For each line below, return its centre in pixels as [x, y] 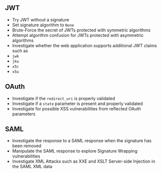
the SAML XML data [32, 167]
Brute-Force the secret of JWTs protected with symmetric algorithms [81, 30]
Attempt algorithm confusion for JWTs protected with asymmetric [78, 35]
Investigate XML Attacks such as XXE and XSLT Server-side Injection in [84, 161]
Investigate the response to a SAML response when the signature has [82, 141]
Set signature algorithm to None [43, 25]
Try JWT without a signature [41, 19]
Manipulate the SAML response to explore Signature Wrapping [75, 151]
